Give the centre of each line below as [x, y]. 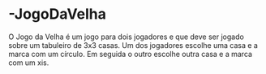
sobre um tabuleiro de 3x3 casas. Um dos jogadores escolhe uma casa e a [133, 45]
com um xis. [29, 63]
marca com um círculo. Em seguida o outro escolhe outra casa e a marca [131, 54]
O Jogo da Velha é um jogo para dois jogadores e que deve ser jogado [127, 37]
